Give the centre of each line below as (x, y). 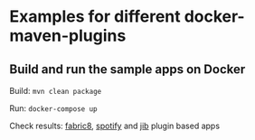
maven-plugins (68, 36)
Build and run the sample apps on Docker (127, 69)
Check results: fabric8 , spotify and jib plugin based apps (114, 126)
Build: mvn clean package (56, 91)
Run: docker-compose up (53, 108)
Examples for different (95, 17)
